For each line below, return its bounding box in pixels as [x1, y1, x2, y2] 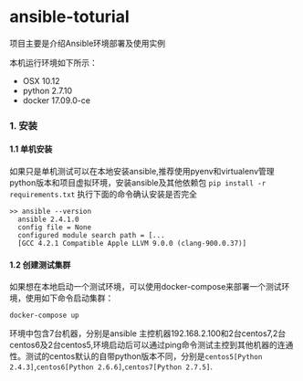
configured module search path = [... [17, 231, 166, 240]
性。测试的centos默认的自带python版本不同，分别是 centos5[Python [9, 351, 263, 362]
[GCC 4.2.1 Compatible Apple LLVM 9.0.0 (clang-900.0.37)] [17, 239, 247, 249]
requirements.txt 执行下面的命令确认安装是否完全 [9, 189, 198, 200]
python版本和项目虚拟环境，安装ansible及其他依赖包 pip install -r [9, 177, 266, 188]
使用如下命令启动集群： [25, 292, 114, 303]
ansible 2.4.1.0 [17, 215, 79, 225]
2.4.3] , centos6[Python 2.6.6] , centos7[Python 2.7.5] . [9, 361, 213, 372]
